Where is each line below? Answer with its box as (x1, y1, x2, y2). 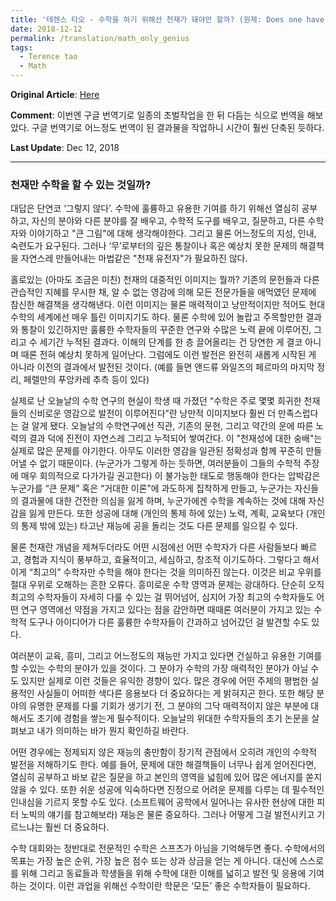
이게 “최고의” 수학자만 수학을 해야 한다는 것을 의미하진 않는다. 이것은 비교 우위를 (10, 566, 322, 578)
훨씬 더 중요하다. (44, 821, 110, 833)
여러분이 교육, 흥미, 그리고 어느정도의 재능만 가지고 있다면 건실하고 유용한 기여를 (10, 650, 323, 662)
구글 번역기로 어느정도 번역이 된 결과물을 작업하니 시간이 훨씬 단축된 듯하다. (31, 122, 325, 133)
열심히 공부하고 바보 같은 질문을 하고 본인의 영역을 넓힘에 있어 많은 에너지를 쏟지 (10, 771, 323, 783)
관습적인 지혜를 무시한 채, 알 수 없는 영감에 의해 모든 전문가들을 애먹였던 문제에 (10, 286, 317, 298)
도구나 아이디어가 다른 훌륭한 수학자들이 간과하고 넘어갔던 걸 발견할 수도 (28, 616, 310, 628)
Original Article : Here (10, 89, 100, 100)
